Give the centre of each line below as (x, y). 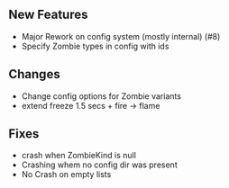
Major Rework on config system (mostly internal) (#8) (121, 36)
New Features (48, 15)
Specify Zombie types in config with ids (95, 46)
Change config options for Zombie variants (101, 96)
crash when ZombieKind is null (79, 156)
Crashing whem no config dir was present (99, 165)
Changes (34, 74)
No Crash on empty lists (66, 175)
